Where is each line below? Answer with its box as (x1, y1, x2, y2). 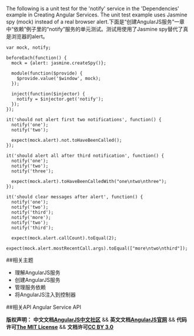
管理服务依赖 (14, 284, 46, 291)
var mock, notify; (6, 45, 51, 51)
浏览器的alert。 (11, 33, 48, 40)
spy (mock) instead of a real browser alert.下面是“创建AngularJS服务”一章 (6, 18, 185, 25)
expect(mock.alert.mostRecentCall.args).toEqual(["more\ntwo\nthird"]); (6, 245, 188, 251)
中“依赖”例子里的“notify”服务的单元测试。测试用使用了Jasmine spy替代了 (6, 26, 183, 32)
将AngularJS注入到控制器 (14, 291, 76, 298)
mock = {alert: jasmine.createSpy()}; (11, 60, 107, 66)
